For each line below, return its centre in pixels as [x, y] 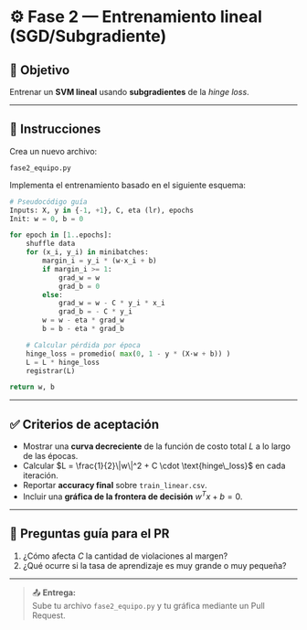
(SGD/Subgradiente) [88, 36]
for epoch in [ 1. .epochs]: [61, 235]
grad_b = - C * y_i [95, 312]
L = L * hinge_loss [63, 362]
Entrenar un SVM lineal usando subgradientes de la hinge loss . [129, 92]
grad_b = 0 [79, 286]
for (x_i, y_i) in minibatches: [87, 252]
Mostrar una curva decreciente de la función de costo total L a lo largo [156, 446]
